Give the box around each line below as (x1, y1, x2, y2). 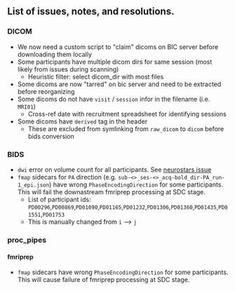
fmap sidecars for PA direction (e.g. (17, 172, 117, 181)
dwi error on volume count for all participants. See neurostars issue (17, 165, 212, 174)
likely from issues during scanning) (17, 65, 119, 73)
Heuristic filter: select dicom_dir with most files (27, 72, 164, 81)
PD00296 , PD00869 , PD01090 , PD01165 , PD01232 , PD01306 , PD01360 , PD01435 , (27, 203, 219, 211)
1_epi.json (17, 182, 50, 189)
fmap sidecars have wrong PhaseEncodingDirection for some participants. (17, 268, 229, 276)
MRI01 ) (17, 102, 36, 111)
